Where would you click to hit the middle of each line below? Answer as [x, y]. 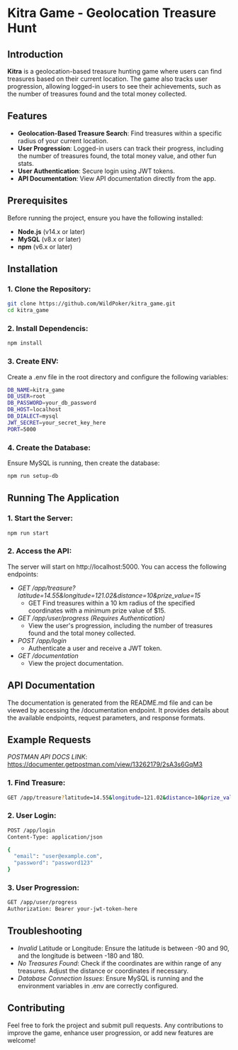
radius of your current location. [63, 140]
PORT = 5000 [22, 429]
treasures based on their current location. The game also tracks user [107, 79]
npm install [25, 343]
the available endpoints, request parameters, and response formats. [106, 717]
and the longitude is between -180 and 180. [81, 956]
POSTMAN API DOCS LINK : [47, 757]
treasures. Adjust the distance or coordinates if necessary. [103, 971]
